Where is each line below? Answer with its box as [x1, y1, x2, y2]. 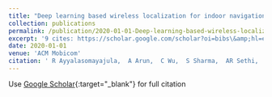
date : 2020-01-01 [8, 42, 67, 50]
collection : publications [8, 19, 96, 27]
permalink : [8, 27, 45, 35]
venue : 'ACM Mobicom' [8, 49, 82, 57]
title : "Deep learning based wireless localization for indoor [8, 11, 227, 20]
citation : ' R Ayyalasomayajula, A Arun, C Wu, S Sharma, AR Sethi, [8, 57, 259, 65]
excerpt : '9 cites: [8, 34, 74, 43]
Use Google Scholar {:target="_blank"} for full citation [8, 78, 186, 89]
